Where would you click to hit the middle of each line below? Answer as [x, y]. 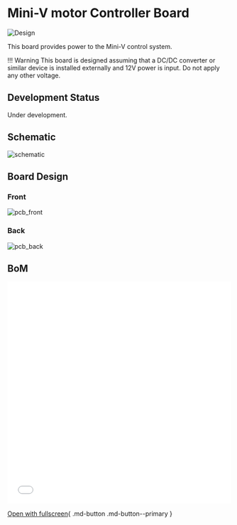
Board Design [38, 177]
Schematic [32, 137]
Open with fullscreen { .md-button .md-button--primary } [90, 514]
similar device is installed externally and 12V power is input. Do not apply [114, 67]
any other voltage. [34, 75]
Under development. [37, 114]
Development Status [54, 98]
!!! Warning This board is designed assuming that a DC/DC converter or [111, 60]
